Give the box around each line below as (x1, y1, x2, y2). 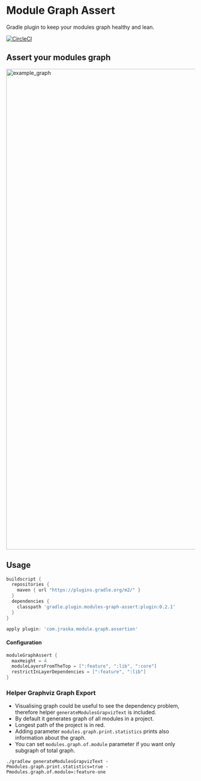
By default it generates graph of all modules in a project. (14, 715, 154, 722)
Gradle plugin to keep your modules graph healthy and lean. (6, 23, 155, 31)
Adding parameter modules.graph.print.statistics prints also (14, 728, 169, 735)
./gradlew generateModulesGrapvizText (6, 759, 103, 765)
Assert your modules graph (6, 52, 111, 63)
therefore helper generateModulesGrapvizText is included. (14, 709, 157, 716)
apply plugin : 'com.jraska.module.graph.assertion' (6, 626, 138, 632)
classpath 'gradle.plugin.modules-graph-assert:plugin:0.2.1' (17, 604, 176, 610)
